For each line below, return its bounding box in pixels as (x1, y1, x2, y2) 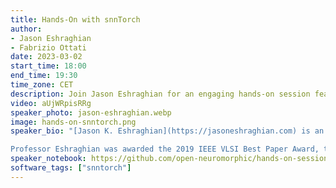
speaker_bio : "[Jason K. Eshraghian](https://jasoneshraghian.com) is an (10, 126, 325, 136)
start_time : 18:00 (10, 61, 87, 71)
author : (10, 24, 43, 34)
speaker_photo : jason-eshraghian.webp (10, 107, 172, 118)
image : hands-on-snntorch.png (10, 117, 137, 127)
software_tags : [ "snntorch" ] (10, 163, 132, 173)
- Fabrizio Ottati (10, 42, 87, 53)
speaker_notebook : (10, 154, 87, 164)
